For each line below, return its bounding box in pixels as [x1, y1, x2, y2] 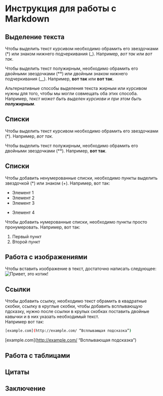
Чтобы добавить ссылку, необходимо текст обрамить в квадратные [5, 298, 147, 304]
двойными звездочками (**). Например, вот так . [5, 147, 107, 154]
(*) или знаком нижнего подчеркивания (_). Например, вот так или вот [5, 51, 152, 57]
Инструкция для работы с [5, 3, 117, 14]
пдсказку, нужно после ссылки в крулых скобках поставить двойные [5, 309, 150, 314]
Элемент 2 [12, 195, 35, 201]
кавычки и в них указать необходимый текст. [5, 313, 99, 320]
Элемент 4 [12, 209, 35, 215]
